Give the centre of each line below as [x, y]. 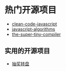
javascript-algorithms [33, 29]
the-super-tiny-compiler [36, 34]
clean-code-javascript [34, 24]
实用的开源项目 [27, 51]
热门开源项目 [31, 10]
